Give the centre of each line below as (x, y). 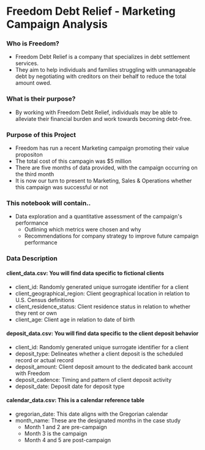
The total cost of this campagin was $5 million (73, 161)
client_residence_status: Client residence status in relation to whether (103, 306)
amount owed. (33, 83)
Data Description (32, 258)
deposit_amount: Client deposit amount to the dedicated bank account (104, 367)
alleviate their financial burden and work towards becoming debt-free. (103, 118)
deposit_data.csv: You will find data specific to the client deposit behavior (102, 333)
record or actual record (44, 360)
